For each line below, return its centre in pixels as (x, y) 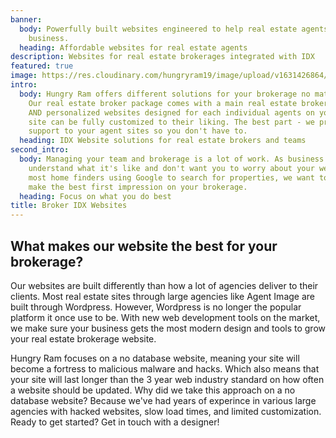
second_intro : (40, 150)
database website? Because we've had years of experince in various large (163, 400)
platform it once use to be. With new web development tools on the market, (165, 317)
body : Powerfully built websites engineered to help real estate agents (174, 29)
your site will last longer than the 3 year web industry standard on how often (167, 379)
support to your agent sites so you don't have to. (138, 131)
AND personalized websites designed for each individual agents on (171, 112)
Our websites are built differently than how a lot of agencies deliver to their (164, 285)
